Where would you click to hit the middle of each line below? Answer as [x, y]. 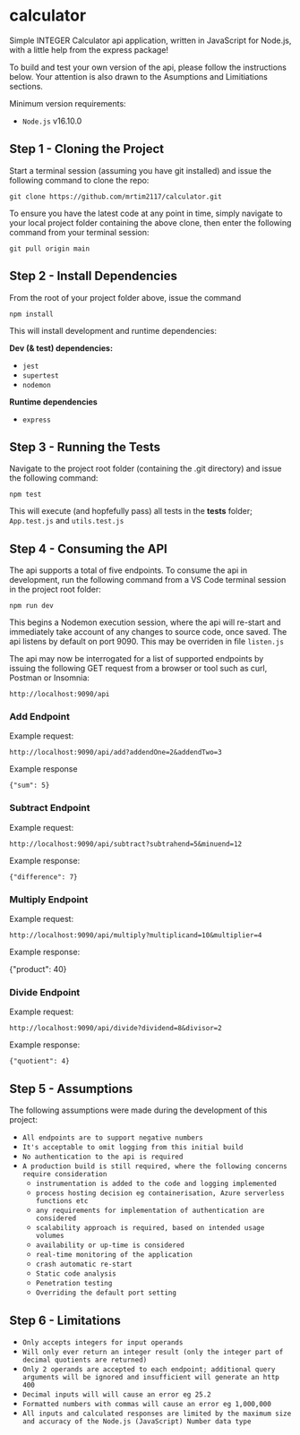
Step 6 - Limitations [65, 1320]
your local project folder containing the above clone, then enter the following [150, 222]
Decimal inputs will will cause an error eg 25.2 [117, 1395]
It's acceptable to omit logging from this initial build [133, 1148]
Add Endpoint [39, 717]
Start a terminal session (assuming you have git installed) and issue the [140, 170]
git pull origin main [50, 248]
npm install [31, 314]
